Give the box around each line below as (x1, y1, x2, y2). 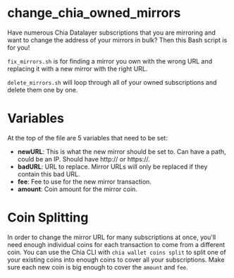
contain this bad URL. (17, 169, 80, 178)
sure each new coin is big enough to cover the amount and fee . (7, 262, 188, 271)
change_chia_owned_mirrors (7, 5, 181, 21)
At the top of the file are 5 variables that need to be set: (7, 133, 168, 142)
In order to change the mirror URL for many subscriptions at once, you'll (7, 233, 216, 241)
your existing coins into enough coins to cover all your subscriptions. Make (7, 255, 225, 264)
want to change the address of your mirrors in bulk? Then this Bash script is (7, 35, 228, 44)
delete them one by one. (7, 85, 78, 94)
